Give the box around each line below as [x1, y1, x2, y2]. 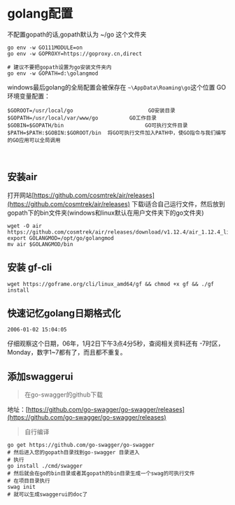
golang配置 [7, 6, 73, 22]
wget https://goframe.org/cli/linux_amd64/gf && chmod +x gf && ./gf [7, 280, 215, 287]
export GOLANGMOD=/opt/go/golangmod [7, 234, 114, 241]
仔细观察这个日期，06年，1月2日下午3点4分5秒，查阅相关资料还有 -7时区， [7, 339, 225, 348]
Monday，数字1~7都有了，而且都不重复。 [7, 348, 127, 357]
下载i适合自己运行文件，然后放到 [131, 199, 225, 208]
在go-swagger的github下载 [24, 390, 104, 399]
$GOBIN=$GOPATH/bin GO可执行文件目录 [7, 122, 188, 129]
